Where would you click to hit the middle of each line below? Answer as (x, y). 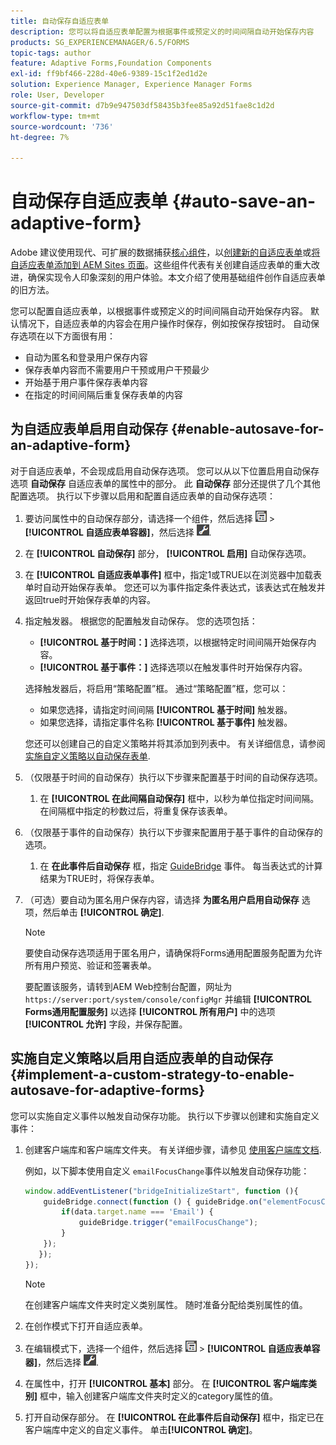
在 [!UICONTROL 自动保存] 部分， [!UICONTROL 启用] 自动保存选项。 (168, 553)
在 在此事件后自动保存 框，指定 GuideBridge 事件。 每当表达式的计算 (181, 866)
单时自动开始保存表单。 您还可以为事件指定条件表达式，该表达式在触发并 (175, 587)
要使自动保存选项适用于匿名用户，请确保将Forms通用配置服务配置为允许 (173, 952)
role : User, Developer (57, 95)
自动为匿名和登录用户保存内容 (86, 357)
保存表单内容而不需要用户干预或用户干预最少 (117, 370)
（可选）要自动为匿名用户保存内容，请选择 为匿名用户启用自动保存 (162, 899)
